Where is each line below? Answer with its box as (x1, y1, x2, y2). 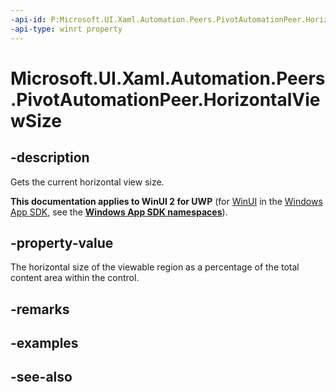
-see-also (10, 369, 73, 386)
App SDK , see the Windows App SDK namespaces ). (10, 206, 228, 218)
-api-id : (10, 14, 47, 25)
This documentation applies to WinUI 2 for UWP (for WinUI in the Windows (10, 195, 323, 207)
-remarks (10, 301, 70, 318)
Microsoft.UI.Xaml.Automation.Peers (10, 67, 326, 90)
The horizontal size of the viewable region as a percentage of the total (10, 261, 300, 273)
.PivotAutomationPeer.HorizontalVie (10, 88, 321, 111)
